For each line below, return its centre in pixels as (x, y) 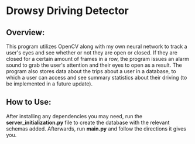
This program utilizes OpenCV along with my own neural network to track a (97, 46)
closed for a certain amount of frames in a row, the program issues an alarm (97, 59)
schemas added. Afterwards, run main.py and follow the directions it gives (96, 128)
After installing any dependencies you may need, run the (74, 116)
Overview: (25, 32)
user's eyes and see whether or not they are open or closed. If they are (92, 53)
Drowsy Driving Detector (67, 11)
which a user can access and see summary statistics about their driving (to (97, 78)
